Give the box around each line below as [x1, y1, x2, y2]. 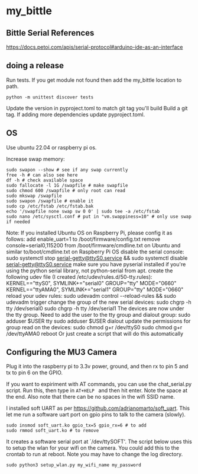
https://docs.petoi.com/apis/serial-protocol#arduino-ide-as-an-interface [6, 43, 183, 50]
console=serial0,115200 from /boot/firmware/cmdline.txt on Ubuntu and [6, 241, 181, 249]
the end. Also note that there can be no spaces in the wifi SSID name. [6, 393, 176, 400]
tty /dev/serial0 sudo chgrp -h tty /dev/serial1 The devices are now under [6, 304, 184, 312]
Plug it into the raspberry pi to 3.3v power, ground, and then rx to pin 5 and [6, 363, 189, 370]
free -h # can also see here [6, 172, 78, 178]
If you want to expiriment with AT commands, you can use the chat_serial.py [6, 381, 192, 388]
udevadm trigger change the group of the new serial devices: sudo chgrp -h [6, 298, 191, 306]
